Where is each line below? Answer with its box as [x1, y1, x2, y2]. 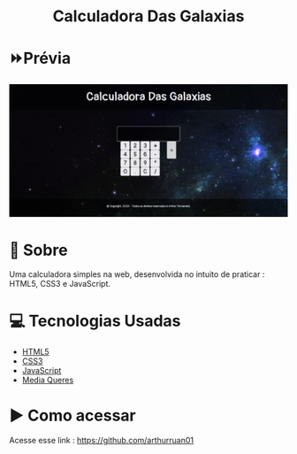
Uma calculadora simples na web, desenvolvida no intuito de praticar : [9, 269, 265, 280]
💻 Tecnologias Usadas [9, 312, 181, 331]
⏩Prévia [9, 49, 72, 68]
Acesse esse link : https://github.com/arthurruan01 [9, 435, 194, 446]
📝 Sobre [9, 240, 68, 260]
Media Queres [21, 374, 74, 386]
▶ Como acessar [9, 405, 136, 426]
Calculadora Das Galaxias [52, 6, 245, 27]
